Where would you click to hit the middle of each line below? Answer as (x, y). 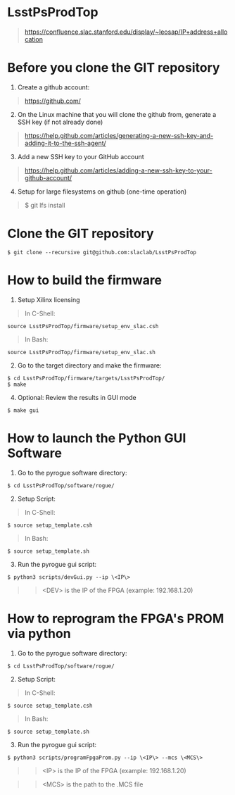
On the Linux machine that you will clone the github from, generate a (117, 114)
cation (34, 39)
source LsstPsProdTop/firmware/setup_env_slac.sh (82, 352)
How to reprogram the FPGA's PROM (116, 619)
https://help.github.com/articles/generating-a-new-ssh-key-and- (119, 135)
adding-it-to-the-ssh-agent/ (65, 143)
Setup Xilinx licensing (49, 299)
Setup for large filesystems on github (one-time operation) (102, 192)
